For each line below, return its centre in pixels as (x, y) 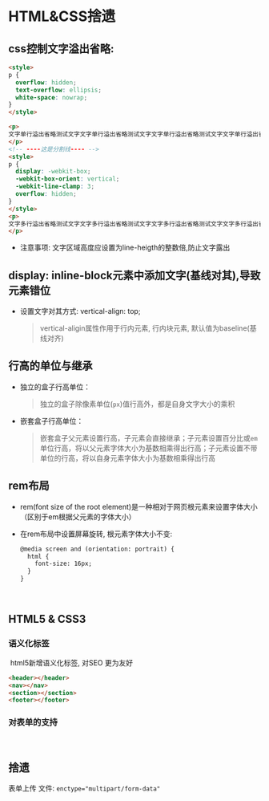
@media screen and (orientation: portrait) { (97, 549)
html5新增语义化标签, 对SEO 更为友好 (72, 662)
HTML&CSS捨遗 (62, 16)
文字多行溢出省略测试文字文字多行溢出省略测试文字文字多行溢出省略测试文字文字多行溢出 (133, 224)
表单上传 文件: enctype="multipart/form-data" (84, 788)
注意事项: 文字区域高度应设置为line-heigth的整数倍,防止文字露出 (125, 248)
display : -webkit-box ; (53, 172)
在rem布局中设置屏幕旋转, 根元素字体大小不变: (96, 534)
